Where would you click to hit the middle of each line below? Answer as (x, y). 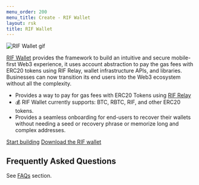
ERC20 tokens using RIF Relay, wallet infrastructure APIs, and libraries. (94, 71)
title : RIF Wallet (29, 29)
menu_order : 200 (27, 12)
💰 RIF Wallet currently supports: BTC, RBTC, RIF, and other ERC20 (98, 102)
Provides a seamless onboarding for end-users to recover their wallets (103, 117)
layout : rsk (21, 23)
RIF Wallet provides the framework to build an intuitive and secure (88, 58)
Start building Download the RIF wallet (54, 142)
